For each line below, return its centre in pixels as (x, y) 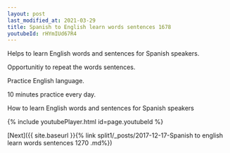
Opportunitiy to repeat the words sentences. (71, 67)
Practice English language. (46, 81)
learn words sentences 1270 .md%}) (60, 143)
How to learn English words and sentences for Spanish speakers (101, 108)
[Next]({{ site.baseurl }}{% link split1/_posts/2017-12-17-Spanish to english (115, 135)
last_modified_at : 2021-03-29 (52, 20)
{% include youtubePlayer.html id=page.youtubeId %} (85, 122)
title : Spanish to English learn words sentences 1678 (89, 27)
